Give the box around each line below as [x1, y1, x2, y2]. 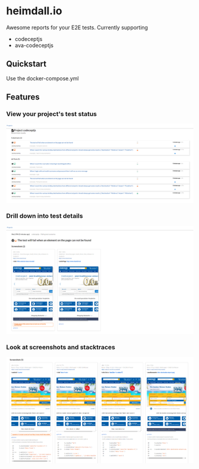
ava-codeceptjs [14, 42, 53, 49]
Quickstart [6, 59, 47, 69]
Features [6, 92, 40, 102]
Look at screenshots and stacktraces [6, 343, 116, 352]
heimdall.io [6, 4, 62, 18]
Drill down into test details [6, 212, 83, 220]
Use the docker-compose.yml [6, 74, 79, 82]
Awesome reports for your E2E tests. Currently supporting [6, 24, 149, 31]
